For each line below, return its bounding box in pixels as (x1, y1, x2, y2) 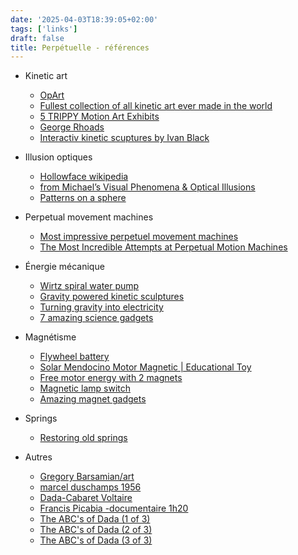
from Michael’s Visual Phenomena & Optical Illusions (39, 181, 256, 193)
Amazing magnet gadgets (39, 393, 147, 405)
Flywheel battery (39, 351, 110, 363)
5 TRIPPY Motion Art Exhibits (39, 111, 160, 123)
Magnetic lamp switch (39, 382, 132, 395)
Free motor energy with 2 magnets (39, 372, 183, 384)
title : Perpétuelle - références (10, 42, 150, 53)
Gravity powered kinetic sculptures (39, 291, 185, 303)
